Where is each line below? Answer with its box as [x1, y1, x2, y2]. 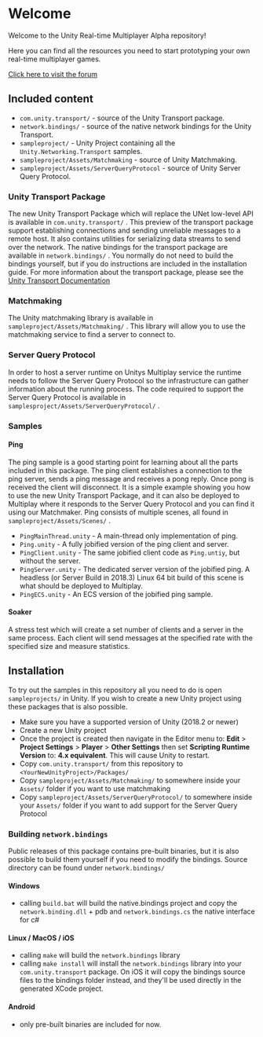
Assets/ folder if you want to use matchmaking [19, 783, 171, 793]
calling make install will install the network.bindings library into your [19, 959, 242, 969]
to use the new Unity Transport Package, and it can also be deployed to [8, 490, 240, 500]
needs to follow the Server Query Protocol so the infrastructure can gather [8, 376, 249, 385]
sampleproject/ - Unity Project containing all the [19, 138, 176, 148]
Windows [8, 881, 40, 890]
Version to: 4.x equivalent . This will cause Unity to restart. [19, 750, 210, 760]
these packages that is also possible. [8, 702, 128, 711]
